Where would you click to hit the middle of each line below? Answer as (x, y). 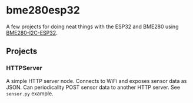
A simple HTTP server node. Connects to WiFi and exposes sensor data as (96, 81)
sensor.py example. (30, 93)
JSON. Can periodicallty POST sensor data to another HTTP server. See (93, 87)
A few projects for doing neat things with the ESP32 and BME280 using (92, 26)
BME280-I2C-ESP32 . (32, 32)
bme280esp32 (43, 10)
